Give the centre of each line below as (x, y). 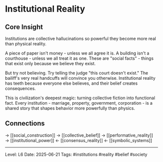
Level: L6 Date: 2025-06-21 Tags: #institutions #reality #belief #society (76, 154)
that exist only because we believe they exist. (50, 63)
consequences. (21, 88)
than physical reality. (26, 44)
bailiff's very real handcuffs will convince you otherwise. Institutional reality (80, 78)
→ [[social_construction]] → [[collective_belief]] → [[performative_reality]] (79, 135)
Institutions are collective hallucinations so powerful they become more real (81, 38)
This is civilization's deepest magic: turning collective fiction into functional (80, 98)
